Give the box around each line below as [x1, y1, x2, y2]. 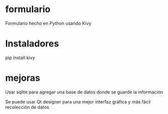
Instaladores [5, 38, 59, 49]
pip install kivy [5, 54, 35, 61]
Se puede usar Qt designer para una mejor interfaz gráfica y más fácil [5, 98, 151, 104]
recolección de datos [5, 104, 50, 110]
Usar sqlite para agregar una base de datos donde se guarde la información [5, 89, 163, 95]
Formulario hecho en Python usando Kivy [5, 20, 92, 26]
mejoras [5, 72, 40, 84]
